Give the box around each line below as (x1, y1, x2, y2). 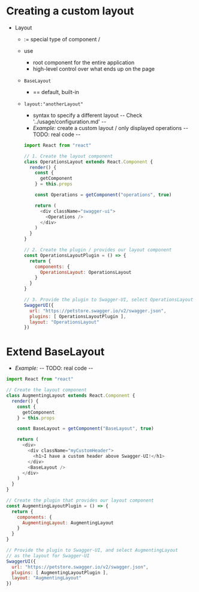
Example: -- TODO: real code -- (14, 364, 94, 372)
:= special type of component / (23, 35, 101, 43)
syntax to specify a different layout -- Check (32, 111, 143, 119)
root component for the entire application (32, 59, 135, 66)
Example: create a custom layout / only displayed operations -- (32, 124, 189, 131)
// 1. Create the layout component (23, 153, 113, 159)
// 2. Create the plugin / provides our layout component (23, 247, 172, 253)
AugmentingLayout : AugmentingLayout (22, 519, 114, 525)
